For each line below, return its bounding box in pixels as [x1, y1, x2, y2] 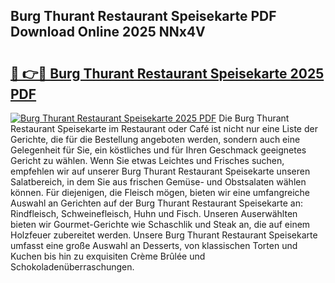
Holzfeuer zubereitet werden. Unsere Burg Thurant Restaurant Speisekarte [10, 229, 318, 241]
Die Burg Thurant [218, 112, 290, 124]
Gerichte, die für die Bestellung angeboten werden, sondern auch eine [10, 134, 301, 145]
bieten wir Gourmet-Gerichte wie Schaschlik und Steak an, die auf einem [10, 219, 311, 230]
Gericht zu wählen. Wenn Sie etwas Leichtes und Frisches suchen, [10, 155, 285, 166]
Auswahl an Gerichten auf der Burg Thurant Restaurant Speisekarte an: [10, 197, 304, 209]
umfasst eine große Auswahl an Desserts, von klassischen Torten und [10, 240, 298, 251]
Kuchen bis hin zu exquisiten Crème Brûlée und [10, 250, 206, 262]
